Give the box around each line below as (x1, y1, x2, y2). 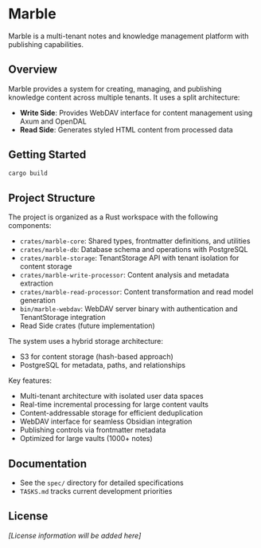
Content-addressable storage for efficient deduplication (19, 408, 203, 418)
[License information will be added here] (8, 530, 142, 540)
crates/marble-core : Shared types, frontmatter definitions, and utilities (19, 236, 251, 246)
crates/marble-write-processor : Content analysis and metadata (19, 270, 229, 280)
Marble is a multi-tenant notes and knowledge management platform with (8, 31, 249, 41)
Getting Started (8, 148, 87, 162)
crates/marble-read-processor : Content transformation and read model (19, 287, 254, 297)
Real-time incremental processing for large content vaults (19, 400, 209, 409)
